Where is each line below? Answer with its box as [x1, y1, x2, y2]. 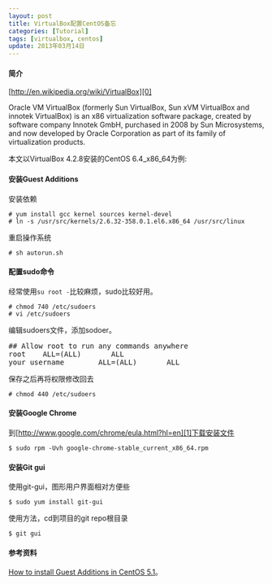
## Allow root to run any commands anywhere [8, 341, 189, 351]
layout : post [8, 11, 53, 20]
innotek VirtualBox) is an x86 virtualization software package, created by [8, 111, 252, 121]
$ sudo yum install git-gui [8, 498, 104, 507]
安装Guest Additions [8, 174, 79, 184]
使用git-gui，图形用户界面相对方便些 [8, 482, 130, 492]
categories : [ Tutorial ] [8, 27, 89, 35]
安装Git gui [8, 462, 46, 472]
